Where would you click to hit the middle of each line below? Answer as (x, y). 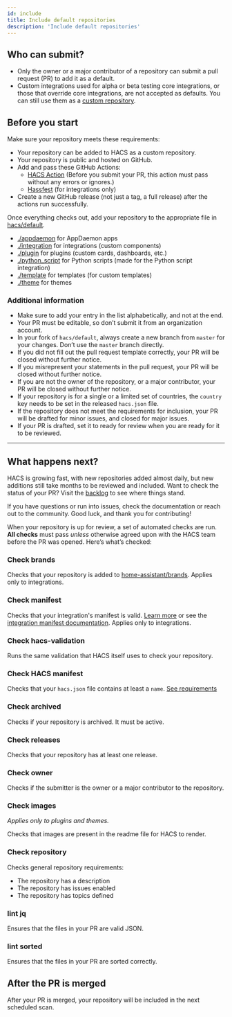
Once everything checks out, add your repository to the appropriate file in (112, 218)
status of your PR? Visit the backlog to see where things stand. (96, 493)
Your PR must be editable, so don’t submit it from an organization (109, 323)
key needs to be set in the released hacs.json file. (88, 404)
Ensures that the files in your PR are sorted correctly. (82, 962)
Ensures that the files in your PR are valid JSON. (75, 928)
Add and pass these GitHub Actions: (69, 167)
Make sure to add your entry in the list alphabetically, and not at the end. (120, 315)
